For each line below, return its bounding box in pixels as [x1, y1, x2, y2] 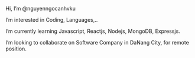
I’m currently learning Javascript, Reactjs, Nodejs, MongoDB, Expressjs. [5, 28, 181, 35]
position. [5, 45, 27, 52]
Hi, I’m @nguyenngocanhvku [5, 5, 76, 12]
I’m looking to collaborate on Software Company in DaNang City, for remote [5, 39, 190, 46]
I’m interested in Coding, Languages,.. [5, 16, 98, 23]
